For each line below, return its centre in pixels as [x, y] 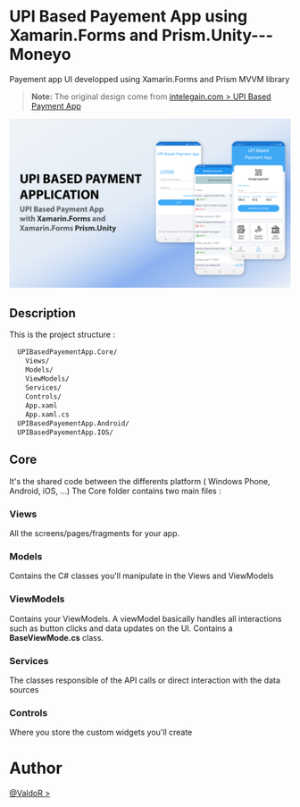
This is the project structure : [62, 334]
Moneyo [40, 55]
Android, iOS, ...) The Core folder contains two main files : [115, 491]
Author [36, 768]
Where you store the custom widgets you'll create [101, 732]
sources [24, 689]
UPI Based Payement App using [129, 17]
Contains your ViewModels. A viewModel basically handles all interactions [146, 618]
